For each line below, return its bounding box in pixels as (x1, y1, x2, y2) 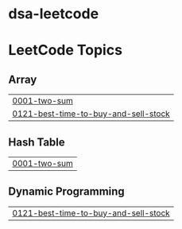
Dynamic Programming (8, 184, 125, 199)
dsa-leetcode (8, 5, 99, 23)
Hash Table (8, 135, 65, 149)
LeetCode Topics (8, 41, 123, 60)
